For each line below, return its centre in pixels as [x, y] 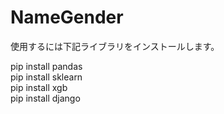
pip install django [45, 98]
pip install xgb [39, 87]
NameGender [67, 17]
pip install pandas [46, 66]
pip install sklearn [46, 77]
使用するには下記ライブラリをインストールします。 [115, 46]
